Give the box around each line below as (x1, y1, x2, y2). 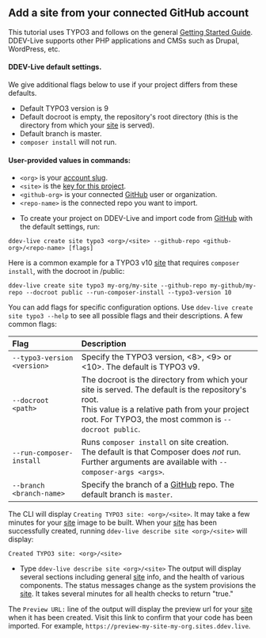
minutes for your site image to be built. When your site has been (8, 518, 218, 527)
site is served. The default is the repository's (81, 384, 247, 395)
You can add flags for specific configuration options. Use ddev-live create (8, 302, 253, 312)
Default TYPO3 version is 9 (19, 104, 109, 113)
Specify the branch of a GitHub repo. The (81, 479, 235, 490)
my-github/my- (210, 282, 257, 290)
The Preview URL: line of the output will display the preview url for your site (8, 605, 253, 614)
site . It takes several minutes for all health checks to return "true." (19, 589, 234, 598)
